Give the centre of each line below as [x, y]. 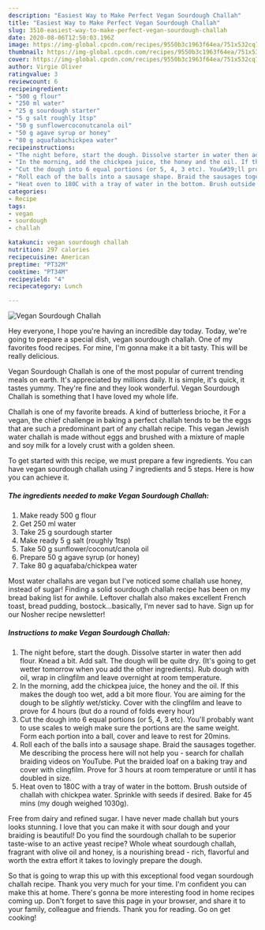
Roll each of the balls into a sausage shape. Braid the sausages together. [138, 745]
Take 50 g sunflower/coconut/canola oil [84, 549]
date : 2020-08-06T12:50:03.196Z [61, 37]
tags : [17, 206]
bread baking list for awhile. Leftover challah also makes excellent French [127, 598]
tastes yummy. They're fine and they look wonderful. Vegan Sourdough [124, 388]
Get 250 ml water [48, 524]
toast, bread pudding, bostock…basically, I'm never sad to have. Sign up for [131, 606]
